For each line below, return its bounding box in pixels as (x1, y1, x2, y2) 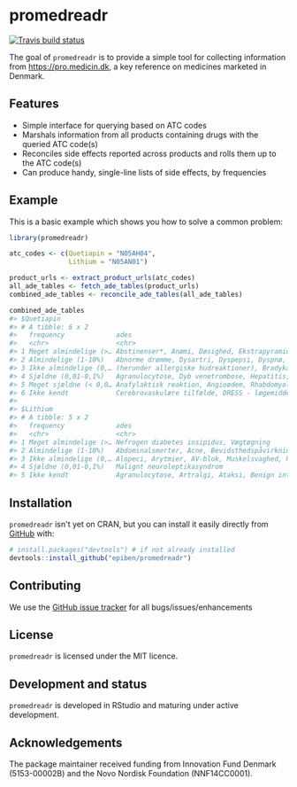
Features (9, 97, 59, 112)
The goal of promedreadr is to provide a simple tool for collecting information (9, 51, 286, 62)
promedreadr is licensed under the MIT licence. (9, 651, 179, 661)
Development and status (9, 676, 148, 691)
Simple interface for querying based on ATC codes (21, 120, 208, 130)
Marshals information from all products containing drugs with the (21, 129, 259, 140)
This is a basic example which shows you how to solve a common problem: (9, 216, 283, 227)
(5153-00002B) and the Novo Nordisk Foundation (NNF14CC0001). (9, 768, 254, 778)
